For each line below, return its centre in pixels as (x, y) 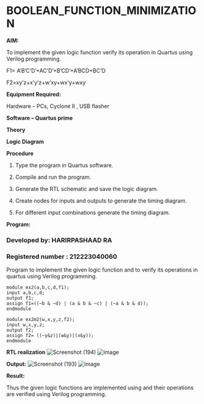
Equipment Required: (34, 94)
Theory (16, 129)
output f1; (20, 298)
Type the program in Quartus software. (64, 165)
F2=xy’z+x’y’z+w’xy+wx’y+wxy (46, 82)
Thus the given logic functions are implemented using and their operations (100, 388)
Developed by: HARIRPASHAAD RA (59, 240)
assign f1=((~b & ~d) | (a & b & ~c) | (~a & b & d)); (78, 304)
